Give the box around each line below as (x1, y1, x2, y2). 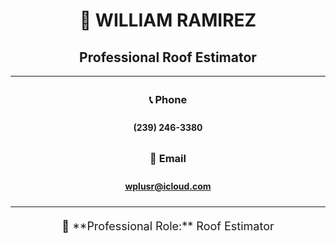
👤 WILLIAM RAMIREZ (79, 9, 257, 32)
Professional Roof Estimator (79, 49, 257, 66)
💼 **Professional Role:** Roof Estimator (61, 219, 275, 233)
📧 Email (149, 151, 187, 165)
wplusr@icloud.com (124, 180, 212, 192)
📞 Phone (148, 92, 188, 106)
